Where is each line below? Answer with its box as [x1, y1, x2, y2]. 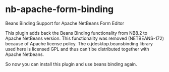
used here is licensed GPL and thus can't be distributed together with [5, 46, 150, 52]
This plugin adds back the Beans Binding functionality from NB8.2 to [5, 30, 148, 36]
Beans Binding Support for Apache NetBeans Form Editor [5, 20, 125, 26]
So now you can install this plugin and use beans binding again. [5, 61, 137, 67]
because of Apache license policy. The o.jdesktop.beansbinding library [5, 40, 153, 46]
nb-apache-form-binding [5, 4, 114, 15]
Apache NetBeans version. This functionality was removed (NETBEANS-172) [5, 35, 164, 41]
